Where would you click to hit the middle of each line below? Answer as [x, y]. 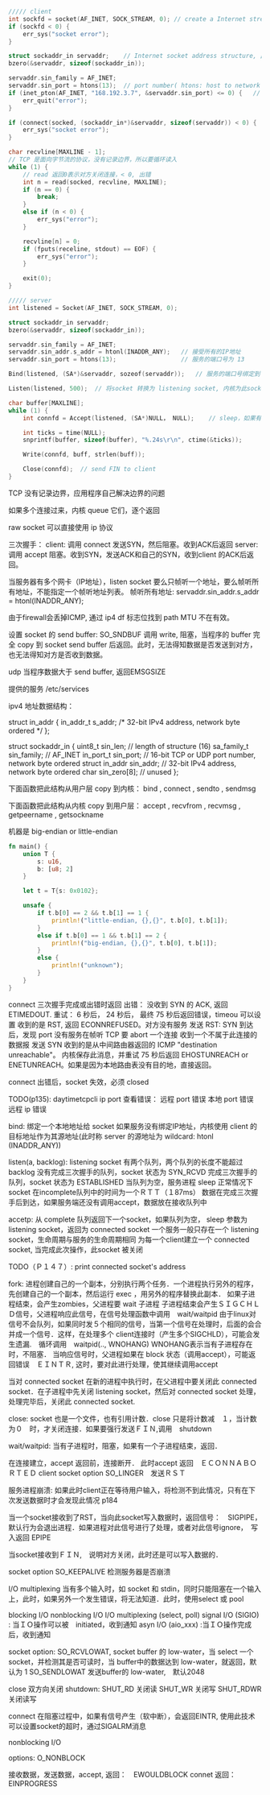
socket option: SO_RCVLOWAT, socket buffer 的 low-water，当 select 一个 [131, 1652]
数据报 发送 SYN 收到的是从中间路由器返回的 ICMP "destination [113, 1044]
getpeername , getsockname [56, 814]
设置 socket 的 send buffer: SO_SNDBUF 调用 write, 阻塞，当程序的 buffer [130, 634]
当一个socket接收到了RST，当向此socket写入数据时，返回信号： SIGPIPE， [133, 1517]
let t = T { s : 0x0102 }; [61, 891]
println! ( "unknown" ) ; [88, 966]
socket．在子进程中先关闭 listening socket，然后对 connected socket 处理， [134, 1391]
